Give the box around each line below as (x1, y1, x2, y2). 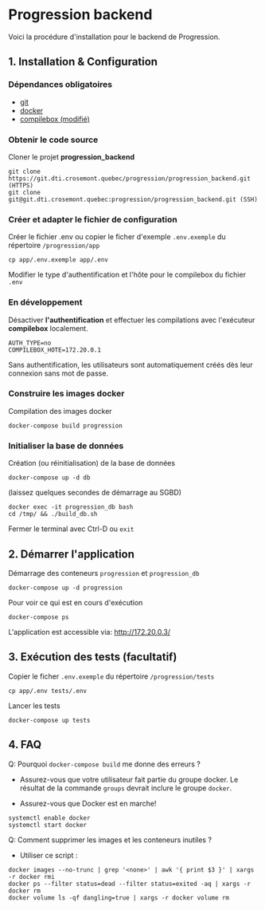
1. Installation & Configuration (8, 55, 158, 69)
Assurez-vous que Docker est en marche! (19, 798, 157, 808)
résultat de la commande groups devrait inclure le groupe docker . (19, 783, 232, 793)
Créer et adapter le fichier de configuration (8, 214, 177, 225)
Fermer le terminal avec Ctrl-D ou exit (8, 524, 134, 534)
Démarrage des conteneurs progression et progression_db (8, 568, 200, 577)
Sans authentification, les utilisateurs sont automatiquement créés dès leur (8, 360, 253, 369)
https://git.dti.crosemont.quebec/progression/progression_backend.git (8, 174, 251, 183)
